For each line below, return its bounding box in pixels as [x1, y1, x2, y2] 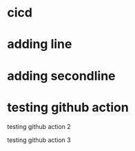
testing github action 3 [7, 136, 71, 144]
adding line [7, 37, 72, 52]
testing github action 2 [7, 122, 71, 130]
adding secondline [7, 68, 116, 83]
